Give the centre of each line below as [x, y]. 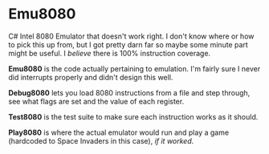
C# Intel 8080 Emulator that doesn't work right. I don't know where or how [131, 36]
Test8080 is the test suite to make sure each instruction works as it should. [133, 116]
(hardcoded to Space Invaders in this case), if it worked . [101, 140]
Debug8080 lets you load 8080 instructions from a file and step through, [129, 92]
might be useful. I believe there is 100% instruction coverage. [110, 53]
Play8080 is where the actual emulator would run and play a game [119, 132]
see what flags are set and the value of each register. [96, 101]
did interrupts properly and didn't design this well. [91, 77]
